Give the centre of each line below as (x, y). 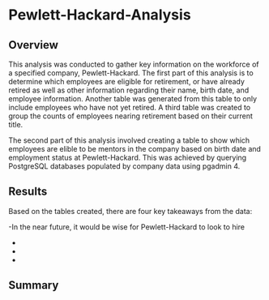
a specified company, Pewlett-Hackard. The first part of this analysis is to (131, 73)
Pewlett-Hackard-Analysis (100, 15)
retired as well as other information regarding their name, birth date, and (129, 90)
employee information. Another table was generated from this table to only (133, 99)
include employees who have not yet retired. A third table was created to (130, 107)
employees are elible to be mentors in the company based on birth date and (135, 149)
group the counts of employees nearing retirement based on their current (131, 116)
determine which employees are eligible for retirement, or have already (127, 81)
